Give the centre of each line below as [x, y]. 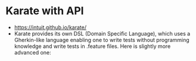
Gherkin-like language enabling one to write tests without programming [102, 40]
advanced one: [32, 52]
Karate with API [45, 11]
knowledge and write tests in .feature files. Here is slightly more [92, 46]
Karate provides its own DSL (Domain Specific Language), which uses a [102, 33]
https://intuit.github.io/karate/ [50, 27]
